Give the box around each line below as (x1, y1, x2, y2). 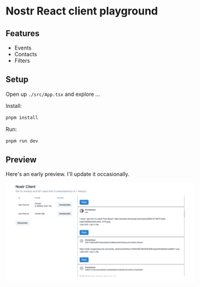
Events (14, 44, 32, 51)
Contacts (14, 51, 37, 58)
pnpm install (5, 115, 38, 121)
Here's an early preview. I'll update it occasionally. (5, 171, 130, 178)
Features (5, 28, 40, 39)
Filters (14, 57, 31, 64)
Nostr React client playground (5, 4, 159, 18)
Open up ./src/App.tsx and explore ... (5, 90, 100, 98)
